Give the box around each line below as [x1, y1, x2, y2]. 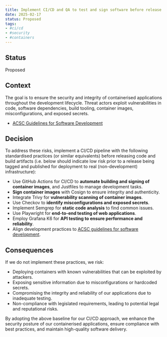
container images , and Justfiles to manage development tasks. [12, 184, 143, 190]
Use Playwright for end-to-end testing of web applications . [12, 210, 136, 216]
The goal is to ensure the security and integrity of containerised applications [5, 94, 162, 100]
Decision [5, 134, 33, 143]
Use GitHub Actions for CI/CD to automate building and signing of [12, 178, 150, 184]
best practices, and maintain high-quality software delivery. [5, 326, 128, 332]
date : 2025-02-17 [5, 12, 41, 17]
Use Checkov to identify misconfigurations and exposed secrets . [12, 200, 150, 206]
